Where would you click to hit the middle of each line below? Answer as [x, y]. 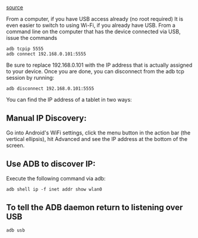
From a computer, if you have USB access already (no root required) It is [95, 19]
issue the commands [32, 38]
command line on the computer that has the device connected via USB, [93, 32]
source [15, 7]
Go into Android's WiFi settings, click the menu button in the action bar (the [98, 133]
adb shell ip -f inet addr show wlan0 [54, 189]
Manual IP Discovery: [46, 118]
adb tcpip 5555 [25, 49]
